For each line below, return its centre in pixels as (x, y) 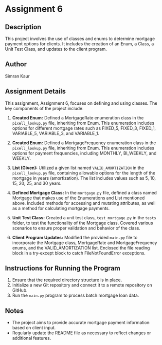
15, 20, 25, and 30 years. (37, 183)
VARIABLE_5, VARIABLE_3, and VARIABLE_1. (56, 133)
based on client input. (34, 328)
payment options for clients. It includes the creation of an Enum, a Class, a (80, 44)
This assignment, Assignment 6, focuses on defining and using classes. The (81, 103)
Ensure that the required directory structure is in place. (67, 280)
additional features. (31, 338)
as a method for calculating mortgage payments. (61, 208)
